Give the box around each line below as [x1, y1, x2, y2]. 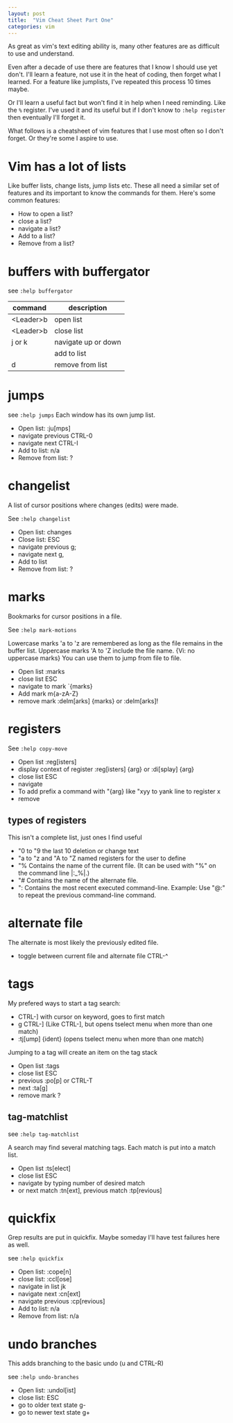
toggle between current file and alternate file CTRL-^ [17, 951, 169, 960]
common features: [8, 196, 60, 205]
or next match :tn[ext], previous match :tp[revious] [17, 1186, 162, 1194]
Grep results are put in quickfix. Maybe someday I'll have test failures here [8, 1233, 221, 1242]
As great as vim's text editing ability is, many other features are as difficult [8, 42, 220, 51]
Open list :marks [17, 668, 65, 676]
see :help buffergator [8, 286, 74, 295]
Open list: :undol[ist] [17, 1386, 76, 1395]
